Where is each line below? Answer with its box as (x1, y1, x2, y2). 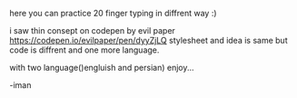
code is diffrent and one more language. (9, 44, 160, 55)
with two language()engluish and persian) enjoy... (9, 63, 194, 73)
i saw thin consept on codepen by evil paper (9, 25, 175, 35)
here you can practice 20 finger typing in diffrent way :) (9, 8, 217, 18)
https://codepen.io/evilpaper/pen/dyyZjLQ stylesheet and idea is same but (9, 35, 288, 45)
